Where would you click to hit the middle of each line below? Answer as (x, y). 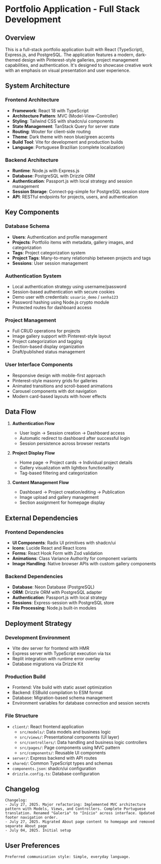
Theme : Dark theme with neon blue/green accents (63, 137)
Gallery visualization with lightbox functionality (67, 468)
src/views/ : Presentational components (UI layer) (69, 737)
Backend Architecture (32, 160)
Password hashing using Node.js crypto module (61, 302)
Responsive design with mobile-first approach (59, 375)
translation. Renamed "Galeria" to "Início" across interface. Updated (80, 813)
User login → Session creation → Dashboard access (72, 433)
